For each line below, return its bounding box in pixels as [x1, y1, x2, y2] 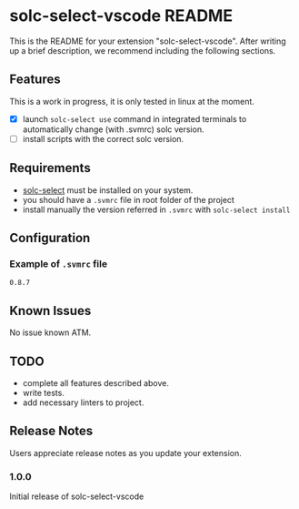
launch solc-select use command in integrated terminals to [22, 113, 247, 124]
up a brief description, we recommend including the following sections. [9, 45, 276, 56]
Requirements [9, 160, 91, 176]
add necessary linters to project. [22, 397, 145, 408]
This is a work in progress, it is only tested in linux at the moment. [9, 96, 254, 107]
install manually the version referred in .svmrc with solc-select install [22, 204, 291, 215]
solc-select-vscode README [9, 5, 234, 26]
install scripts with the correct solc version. [22, 133, 184, 144]
